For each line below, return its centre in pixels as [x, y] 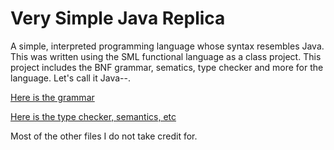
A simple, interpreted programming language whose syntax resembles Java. [167, 46]
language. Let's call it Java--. [70, 78]
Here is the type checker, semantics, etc [93, 116]
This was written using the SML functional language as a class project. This [166, 56]
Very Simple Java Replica [118, 18]
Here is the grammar [52, 97]
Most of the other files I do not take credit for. [104, 136]
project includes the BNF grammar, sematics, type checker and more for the [167, 67]
